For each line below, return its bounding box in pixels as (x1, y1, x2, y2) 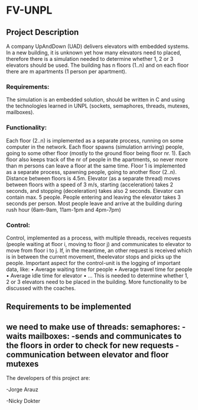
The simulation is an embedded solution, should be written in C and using (6, 96, 185, 104)
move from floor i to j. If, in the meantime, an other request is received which (6, 247, 192, 254)
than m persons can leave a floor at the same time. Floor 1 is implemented (6, 162, 186, 169)
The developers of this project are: (6, 375, 90, 382)
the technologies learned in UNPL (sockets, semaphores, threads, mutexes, (6, 102, 190, 109)
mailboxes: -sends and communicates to (28, 331, 182, 341)
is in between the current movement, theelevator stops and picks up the (6, 253, 181, 260)
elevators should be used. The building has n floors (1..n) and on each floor (6, 62, 189, 69)
